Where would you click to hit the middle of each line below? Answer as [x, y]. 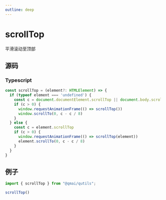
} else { [19, 123]
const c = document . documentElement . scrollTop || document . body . [83, 100]
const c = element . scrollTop [44, 128]
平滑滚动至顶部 [20, 49]
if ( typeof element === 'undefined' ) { [51, 95]
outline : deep [20, 10]
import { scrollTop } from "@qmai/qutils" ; [51, 184]
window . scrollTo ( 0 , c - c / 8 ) [50, 114]
